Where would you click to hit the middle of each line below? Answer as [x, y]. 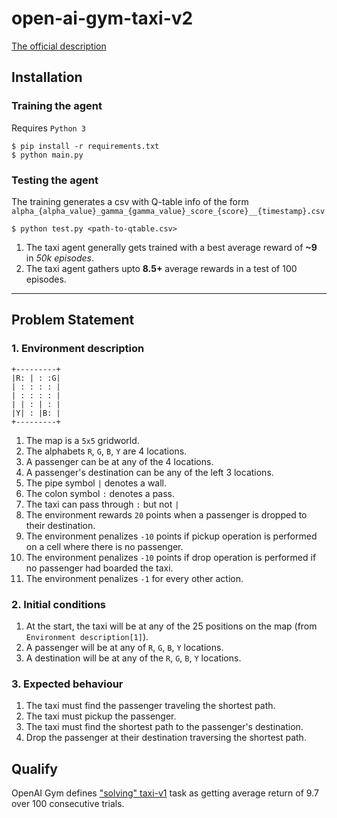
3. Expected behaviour [67, 684]
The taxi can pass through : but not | [102, 504]
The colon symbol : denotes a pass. [100, 493]
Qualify [34, 768]
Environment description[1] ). [87, 636]
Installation [47, 77]
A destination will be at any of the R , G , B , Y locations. [133, 658]
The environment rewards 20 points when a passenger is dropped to [166, 514]
